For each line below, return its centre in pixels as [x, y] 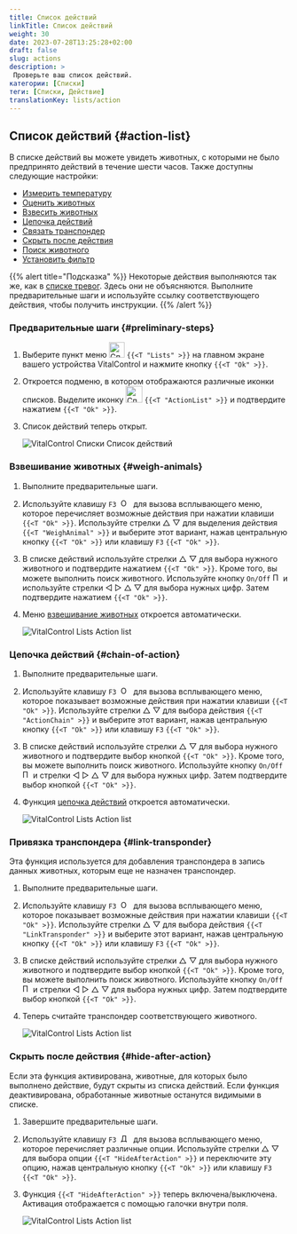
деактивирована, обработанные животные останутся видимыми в [135, 1095]
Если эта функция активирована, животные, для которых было [129, 1076]
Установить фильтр [59, 259]
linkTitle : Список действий [61, 26]
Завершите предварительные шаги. [90, 1121]
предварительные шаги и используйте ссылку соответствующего [134, 296]
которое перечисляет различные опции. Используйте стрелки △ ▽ [150, 1148]
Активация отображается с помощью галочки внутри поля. [135, 1203]
